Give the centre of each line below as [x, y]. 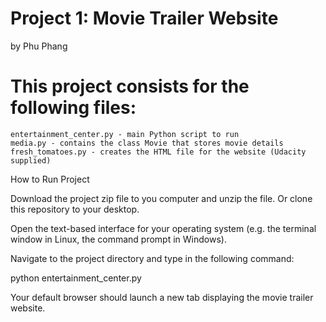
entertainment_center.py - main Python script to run [125, 134]
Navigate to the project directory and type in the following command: [152, 258]
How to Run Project [50, 179]
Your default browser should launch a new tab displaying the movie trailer [162, 297]
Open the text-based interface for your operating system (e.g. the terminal [163, 228]
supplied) [31, 160]
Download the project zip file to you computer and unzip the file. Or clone [161, 198]
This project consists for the [130, 86]
